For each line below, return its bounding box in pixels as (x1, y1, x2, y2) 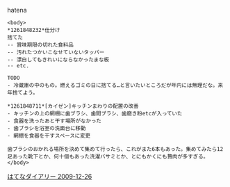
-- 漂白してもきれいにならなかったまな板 (7, 56, 110, 63)
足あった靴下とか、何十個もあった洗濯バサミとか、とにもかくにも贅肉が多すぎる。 (7, 153, 209, 160)
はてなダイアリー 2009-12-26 (7, 172, 92, 180)
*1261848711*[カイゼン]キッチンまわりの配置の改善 (7, 103, 139, 110)
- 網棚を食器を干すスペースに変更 (7, 132, 91, 139)
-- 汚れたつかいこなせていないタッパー (7, 49, 105, 56)
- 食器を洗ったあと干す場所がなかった (7, 117, 102, 124)
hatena (7, 6, 27, 14)
